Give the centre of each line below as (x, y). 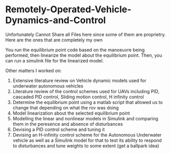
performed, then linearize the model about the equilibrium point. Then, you (84, 55)
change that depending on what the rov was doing (66, 107)
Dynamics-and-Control (56, 20)
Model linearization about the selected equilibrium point (71, 113)
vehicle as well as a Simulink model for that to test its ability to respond (87, 140)
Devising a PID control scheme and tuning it (59, 129)
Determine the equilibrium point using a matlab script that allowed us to (88, 102)
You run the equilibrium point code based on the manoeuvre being (75, 50)
